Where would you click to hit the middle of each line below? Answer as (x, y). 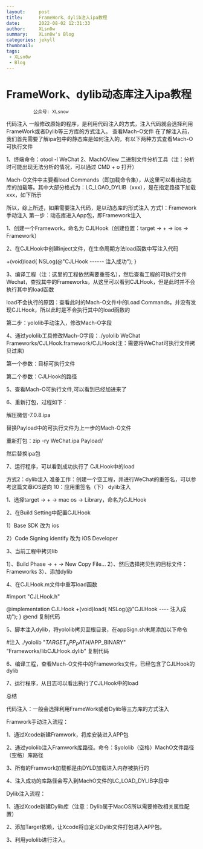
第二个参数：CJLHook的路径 (42, 376)
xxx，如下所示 (24, 195)
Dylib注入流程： (26, 794)
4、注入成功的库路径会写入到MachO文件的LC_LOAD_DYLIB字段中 (88, 781)
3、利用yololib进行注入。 (37, 840)
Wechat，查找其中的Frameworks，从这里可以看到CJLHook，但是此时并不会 (101, 282)
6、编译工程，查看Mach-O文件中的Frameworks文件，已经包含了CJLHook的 (101, 664)
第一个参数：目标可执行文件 (41, 364)
